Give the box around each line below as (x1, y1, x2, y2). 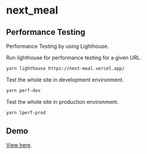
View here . (6, 142, 32, 149)
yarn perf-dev (6, 87, 41, 93)
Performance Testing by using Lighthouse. (6, 42, 109, 50)
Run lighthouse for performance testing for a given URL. (6, 54, 142, 61)
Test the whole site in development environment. (6, 76, 124, 83)
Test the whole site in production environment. (6, 98, 119, 105)
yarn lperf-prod (6, 110, 46, 116)
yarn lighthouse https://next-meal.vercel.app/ (6, 65, 125, 71)
